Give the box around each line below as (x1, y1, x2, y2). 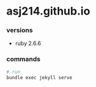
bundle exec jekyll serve (6, 74, 72, 80)
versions (6, 26, 33, 35)
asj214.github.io (6, 4, 90, 18)
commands (6, 55, 41, 63)
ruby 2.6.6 (15, 40, 42, 47)
